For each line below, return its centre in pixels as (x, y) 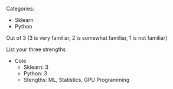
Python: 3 (35, 73)
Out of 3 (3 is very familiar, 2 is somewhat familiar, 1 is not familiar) (87, 38)
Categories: (20, 9)
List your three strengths (36, 49)
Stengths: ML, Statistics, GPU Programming (76, 80)
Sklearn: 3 (36, 67)
